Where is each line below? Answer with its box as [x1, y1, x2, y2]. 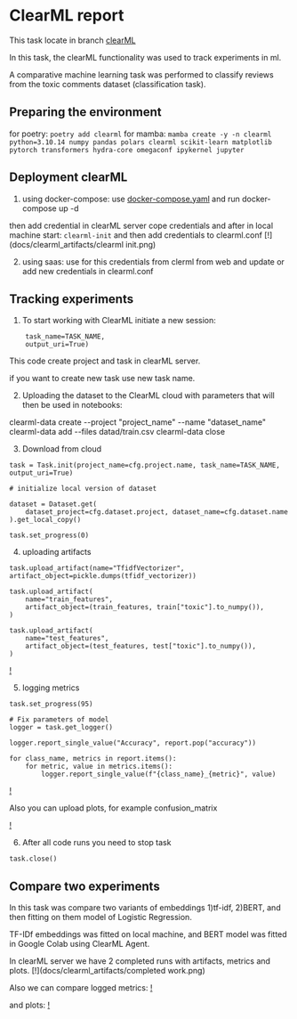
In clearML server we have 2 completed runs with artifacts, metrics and [9, 956, 271, 966]
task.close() [9, 854, 58, 864]
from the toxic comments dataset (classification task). [9, 78, 206, 89]
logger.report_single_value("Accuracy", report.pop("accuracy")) [9, 738, 256, 748]
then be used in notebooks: [21, 400, 123, 411]
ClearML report [9, 5, 124, 26]
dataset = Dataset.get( [9, 500, 98, 509]
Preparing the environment [9, 104, 162, 120]
